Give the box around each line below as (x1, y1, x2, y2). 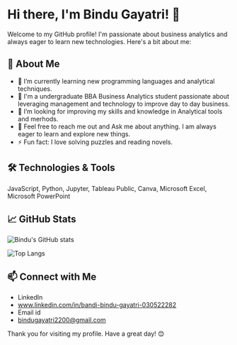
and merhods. (17, 114, 59, 123)
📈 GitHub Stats (7, 213, 76, 225)
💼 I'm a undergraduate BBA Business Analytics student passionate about (17, 92, 230, 100)
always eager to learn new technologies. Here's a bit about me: (7, 37, 192, 45)
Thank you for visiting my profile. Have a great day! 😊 (7, 329, 165, 338)
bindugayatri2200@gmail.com (17, 316, 106, 324)
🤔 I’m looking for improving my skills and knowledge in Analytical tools (17, 106, 223, 116)
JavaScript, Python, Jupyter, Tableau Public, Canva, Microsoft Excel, (7, 184, 207, 192)
